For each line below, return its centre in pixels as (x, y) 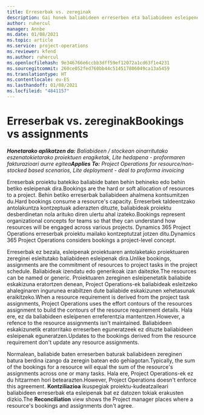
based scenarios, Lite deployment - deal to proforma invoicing (106, 170)
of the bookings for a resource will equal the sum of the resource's (90, 367)
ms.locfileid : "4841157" (38, 91)
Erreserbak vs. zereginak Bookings (95, 121)
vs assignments (48, 134)
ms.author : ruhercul (33, 57)
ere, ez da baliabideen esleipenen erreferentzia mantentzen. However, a (96, 316)
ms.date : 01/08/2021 (33, 35)
